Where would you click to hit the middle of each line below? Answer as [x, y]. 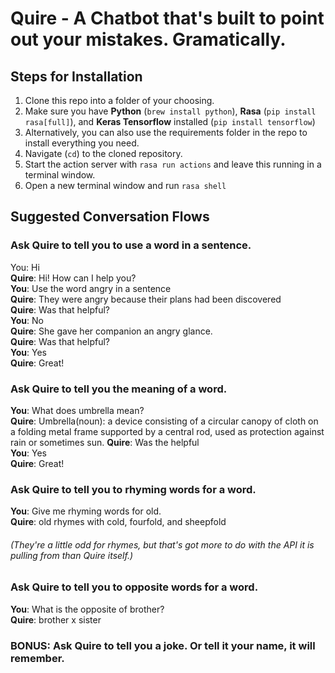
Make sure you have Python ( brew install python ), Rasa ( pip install [170, 111]
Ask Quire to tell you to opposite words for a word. [134, 587]
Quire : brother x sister [56, 619]
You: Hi [25, 267]
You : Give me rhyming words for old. [86, 511]
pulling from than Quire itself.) [72, 555]
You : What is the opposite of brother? [87, 609]
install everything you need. [82, 143]
